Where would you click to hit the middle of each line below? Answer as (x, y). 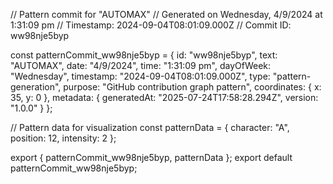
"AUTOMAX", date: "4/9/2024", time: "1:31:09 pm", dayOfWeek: (141, 65)
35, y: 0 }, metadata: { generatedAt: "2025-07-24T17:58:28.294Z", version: (164, 97)
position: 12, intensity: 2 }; (63, 138)
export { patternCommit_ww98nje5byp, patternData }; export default (151, 157)
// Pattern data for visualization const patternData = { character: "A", (150, 127)
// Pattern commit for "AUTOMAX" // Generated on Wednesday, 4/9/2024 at (166, 14)
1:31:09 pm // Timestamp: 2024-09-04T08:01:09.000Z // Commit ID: (151, 25)
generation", (36, 87)
